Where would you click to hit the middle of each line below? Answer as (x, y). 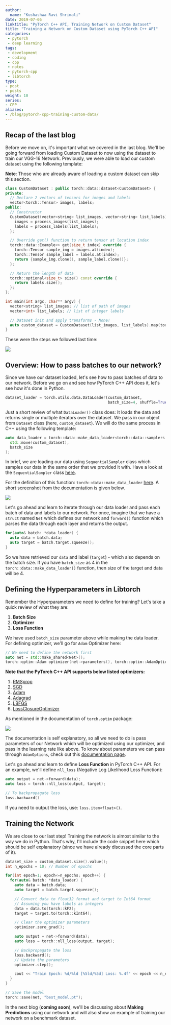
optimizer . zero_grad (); (40, 927)
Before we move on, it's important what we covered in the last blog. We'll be (85, 147)
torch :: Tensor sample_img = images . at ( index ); (65, 250)
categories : (18, 34)
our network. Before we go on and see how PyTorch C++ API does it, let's (83, 383)
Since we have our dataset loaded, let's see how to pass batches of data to (84, 377)
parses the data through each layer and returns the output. (67, 523)
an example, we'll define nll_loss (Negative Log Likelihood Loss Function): (84, 770)
